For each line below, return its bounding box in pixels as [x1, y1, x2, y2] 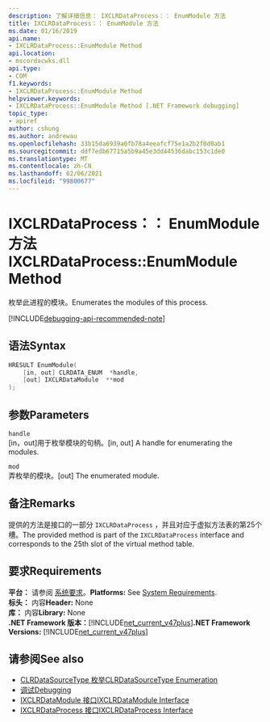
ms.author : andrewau [8, 132, 78, 140]
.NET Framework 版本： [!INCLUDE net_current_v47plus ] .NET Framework [8, 618, 251, 627]
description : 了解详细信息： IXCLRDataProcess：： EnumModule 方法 [8, 11, 226, 20]
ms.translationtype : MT [8, 154, 89, 163]
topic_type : [8, 110, 48, 118]
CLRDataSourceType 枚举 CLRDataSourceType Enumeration [19, 675, 218, 685]
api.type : [8, 65, 42, 73]
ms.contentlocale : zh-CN [8, 163, 92, 171]
